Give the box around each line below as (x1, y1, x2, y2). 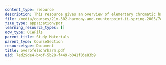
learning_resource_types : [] (5, 25, 65, 30)
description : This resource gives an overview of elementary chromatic (5, 12, 156, 17)
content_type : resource (5, 7, 54, 12)
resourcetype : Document (5, 43, 54, 48)
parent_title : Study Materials (5, 35, 70, 40)
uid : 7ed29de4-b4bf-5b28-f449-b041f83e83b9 (5, 52, 96, 58)
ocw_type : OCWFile (5, 30, 43, 35)
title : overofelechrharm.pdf (5, 48, 65, 53)
